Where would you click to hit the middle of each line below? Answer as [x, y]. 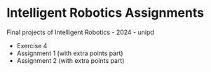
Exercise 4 [32, 45]
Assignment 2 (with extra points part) [70, 60]
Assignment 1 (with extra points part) [70, 53]
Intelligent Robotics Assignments [105, 13]
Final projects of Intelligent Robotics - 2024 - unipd [81, 32]
